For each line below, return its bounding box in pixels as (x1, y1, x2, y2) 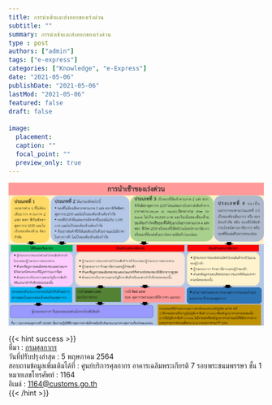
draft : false (8, 107, 53, 115)
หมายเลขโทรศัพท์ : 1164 (8, 369, 76, 379)
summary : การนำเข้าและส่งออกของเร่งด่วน (8, 30, 111, 38)
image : (8, 124, 31, 133)
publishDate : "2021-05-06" (8, 81, 100, 89)
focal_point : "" (15, 150, 71, 158)
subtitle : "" (8, 21, 53, 30)
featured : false (8, 98, 63, 107)
